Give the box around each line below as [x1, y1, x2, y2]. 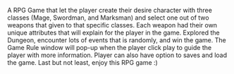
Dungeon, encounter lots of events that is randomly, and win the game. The [7, 36, 227, 44]
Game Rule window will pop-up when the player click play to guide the [7, 44, 212, 51]
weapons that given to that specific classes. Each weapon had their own [7, 21, 217, 29]
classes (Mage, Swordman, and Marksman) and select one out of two [7, 13, 209, 22]
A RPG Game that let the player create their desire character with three [7, 6, 213, 14]
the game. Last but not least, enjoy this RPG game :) [7, 58, 159, 66]
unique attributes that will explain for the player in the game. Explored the [7, 28, 220, 37]
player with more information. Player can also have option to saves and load [7, 51, 228, 59]
